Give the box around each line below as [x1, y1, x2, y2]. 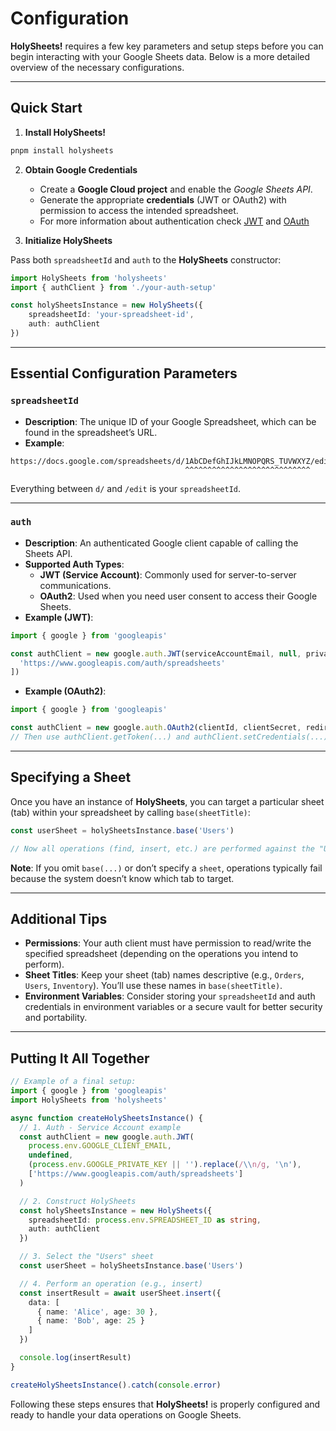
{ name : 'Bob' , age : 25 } [36, 1316, 145, 1326]
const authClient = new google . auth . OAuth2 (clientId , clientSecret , [10, 723, 302, 733]
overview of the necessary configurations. [10, 61, 185, 73]
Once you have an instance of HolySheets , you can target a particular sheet [10, 795, 325, 807]
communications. [39, 579, 112, 591]
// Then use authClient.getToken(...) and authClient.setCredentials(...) [10, 732, 329, 742]
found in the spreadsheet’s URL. [24, 426, 158, 438]
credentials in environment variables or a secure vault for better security [24, 1001, 323, 1013]
